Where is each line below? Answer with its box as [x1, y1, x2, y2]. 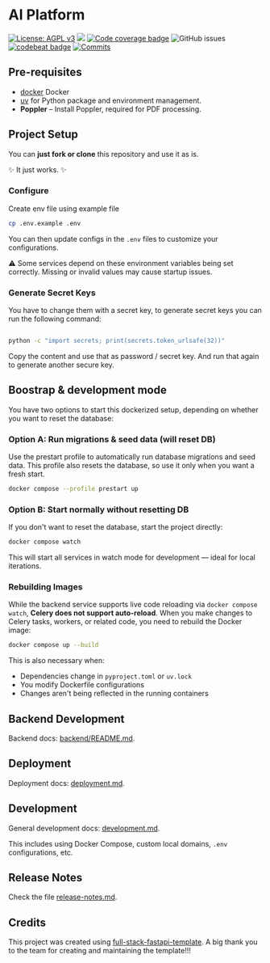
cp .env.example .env [8, 219, 81, 227]
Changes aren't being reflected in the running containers [19, 689, 210, 699]
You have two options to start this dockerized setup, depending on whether [8, 404, 259, 414]
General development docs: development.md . [8, 823, 160, 833]
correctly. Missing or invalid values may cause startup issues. [8, 267, 213, 277]
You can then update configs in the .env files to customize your [8, 234, 219, 243]
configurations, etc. [8, 847, 73, 857]
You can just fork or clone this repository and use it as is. [8, 149, 199, 158]
